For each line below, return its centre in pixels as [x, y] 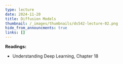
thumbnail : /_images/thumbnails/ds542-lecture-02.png [62, 23]
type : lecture [20, 10]
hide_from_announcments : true [36, 28]
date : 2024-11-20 [23, 14]
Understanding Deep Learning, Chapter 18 [55, 56]
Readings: [16, 47]
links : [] [15, 32]
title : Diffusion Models [31, 19]
